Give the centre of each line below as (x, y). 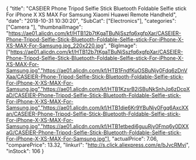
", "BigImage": (120, 46)
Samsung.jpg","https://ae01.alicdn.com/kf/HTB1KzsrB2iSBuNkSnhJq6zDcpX (98, 89)
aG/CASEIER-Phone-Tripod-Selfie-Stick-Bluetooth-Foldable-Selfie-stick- (94, 133)
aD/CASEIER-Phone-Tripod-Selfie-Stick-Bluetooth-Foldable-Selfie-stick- (94, 95)
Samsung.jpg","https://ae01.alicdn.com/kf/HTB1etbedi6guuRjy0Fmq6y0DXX (97, 126)
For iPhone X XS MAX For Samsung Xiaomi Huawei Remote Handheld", (92, 15)
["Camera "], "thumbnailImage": (44, 27)
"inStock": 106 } (25, 151)
